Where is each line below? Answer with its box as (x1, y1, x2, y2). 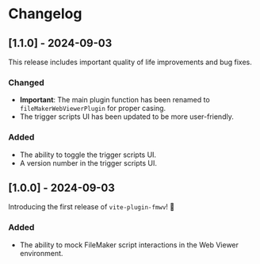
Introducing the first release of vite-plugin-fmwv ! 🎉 (8, 202, 175, 212)
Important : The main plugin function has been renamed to (19, 95, 210, 105)
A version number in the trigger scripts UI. (19, 158, 157, 167)
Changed (8, 77, 45, 88)
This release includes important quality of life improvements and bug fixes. (8, 57, 252, 67)
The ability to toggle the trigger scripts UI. (19, 150, 157, 159)
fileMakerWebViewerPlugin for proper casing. (19, 104, 166, 113)
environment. (19, 248, 63, 258)
